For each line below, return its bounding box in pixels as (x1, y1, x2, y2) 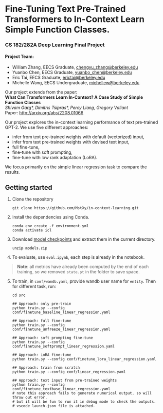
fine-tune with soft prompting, (12, 149, 72, 155)
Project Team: (5, 54, 34, 59)
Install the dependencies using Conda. (12, 214, 90, 220)
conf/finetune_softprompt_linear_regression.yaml (12, 344, 115, 349)
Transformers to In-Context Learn (5, 14, 145, 25)
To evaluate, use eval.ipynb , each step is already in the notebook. (12, 254, 145, 260)
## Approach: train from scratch (12, 365, 80, 370)
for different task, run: (12, 284, 56, 289)
